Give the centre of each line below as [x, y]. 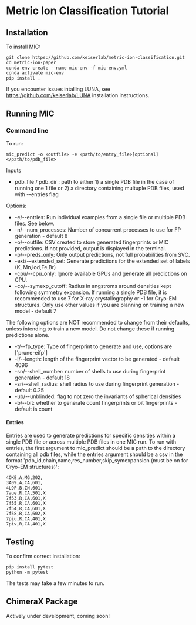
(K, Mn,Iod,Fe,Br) [35, 267]
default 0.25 [29, 390]
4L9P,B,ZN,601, [25, 488]
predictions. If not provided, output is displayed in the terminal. [90, 248]
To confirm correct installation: [43, 556]
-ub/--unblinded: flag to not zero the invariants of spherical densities [98, 396]
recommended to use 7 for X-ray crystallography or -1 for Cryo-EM [96, 298]
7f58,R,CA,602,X [26, 514]
